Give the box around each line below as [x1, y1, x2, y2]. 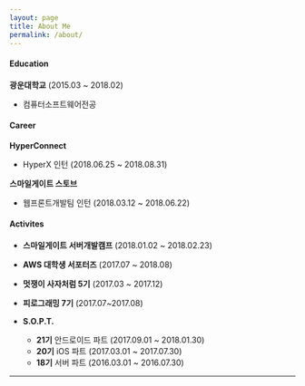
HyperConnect [9, 140, 66, 150]
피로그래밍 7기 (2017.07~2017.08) [22, 297, 143, 308]
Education [9, 58, 49, 69]
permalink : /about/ [9, 30, 84, 39]
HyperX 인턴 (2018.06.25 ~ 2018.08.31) [22, 159, 168, 169]
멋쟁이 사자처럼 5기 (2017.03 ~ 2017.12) [22, 278, 163, 289]
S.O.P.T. [22, 315, 54, 326]
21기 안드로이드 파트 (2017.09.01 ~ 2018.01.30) [35, 334, 205, 345]
